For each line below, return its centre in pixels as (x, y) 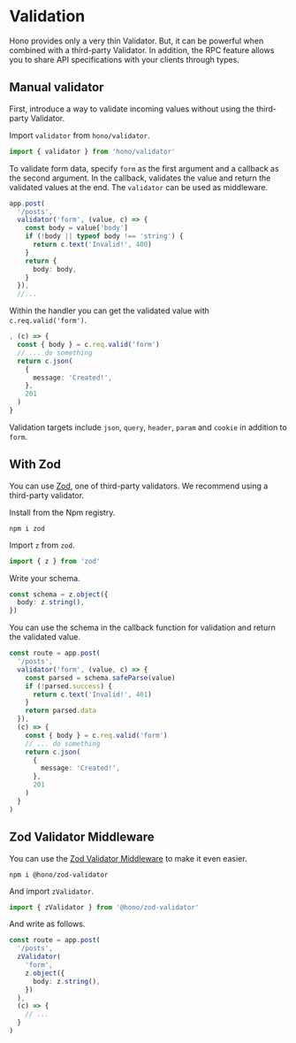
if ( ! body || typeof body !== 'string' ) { (104, 236)
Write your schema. (45, 578)
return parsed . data (61, 711)
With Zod (35, 465)
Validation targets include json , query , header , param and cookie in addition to (148, 427)
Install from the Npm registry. (62, 512)
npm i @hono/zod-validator (59, 874)
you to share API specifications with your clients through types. (125, 59)
